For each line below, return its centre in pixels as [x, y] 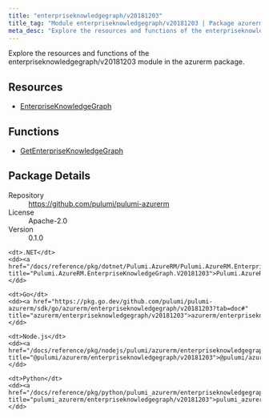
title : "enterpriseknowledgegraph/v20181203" [85, 16]
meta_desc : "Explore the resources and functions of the [105, 30]
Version [21, 229]
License [21, 212]
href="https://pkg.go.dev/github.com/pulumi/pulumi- [123, 301]
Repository [26, 195]
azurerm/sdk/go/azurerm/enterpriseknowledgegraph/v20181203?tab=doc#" [128, 308]
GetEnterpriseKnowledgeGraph [72, 151]
